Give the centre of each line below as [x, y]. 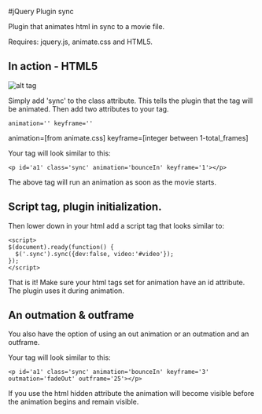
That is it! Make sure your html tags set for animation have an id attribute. [127, 282]
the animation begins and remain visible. [74, 402]
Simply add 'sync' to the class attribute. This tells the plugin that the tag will [131, 101]
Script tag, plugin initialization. [85, 207]
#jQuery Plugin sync [41, 11]
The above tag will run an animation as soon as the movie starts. [113, 182]
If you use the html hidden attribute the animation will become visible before [131, 394]
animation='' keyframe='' [50, 123]
